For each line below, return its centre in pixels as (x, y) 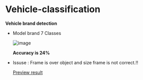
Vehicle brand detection (31, 23)
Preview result (28, 72)
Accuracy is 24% (31, 53)
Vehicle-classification (53, 9)
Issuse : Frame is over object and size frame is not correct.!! (75, 62)
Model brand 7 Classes (37, 33)
